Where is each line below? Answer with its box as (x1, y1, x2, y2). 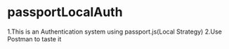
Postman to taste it (7, 34, 62, 43)
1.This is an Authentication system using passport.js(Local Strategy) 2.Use (7, 27, 223, 36)
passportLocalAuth (7, 4, 123, 20)
